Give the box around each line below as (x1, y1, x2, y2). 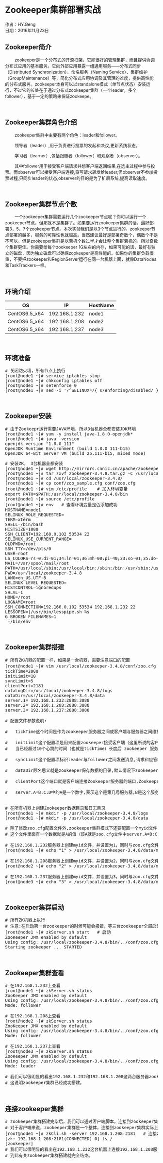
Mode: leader (5, 1063, 36, 1069)
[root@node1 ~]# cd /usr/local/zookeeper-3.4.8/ (5, 475, 123, 481)
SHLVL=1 (5, 589, 23, 595)
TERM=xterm (5, 516, 31, 522)
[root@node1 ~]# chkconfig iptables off (5, 378, 103, 383)
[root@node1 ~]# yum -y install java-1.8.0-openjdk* (5, 431, 133, 437)
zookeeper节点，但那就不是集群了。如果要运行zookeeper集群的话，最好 (5, 220, 150, 226)
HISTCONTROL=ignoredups (5, 584, 62, 590)
